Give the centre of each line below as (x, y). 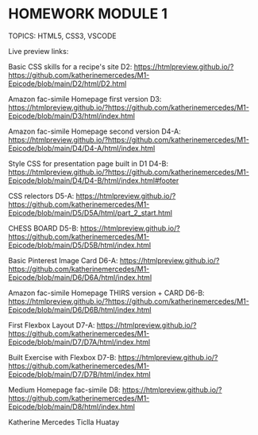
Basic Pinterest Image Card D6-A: (63, 260)
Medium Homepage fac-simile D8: (64, 390)
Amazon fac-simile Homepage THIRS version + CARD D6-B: (106, 293)
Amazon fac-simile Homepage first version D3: (85, 99)
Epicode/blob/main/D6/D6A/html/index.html (80, 277)
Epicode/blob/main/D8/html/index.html (71, 406)
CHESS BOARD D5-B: (44, 228)
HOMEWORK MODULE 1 (88, 14)
